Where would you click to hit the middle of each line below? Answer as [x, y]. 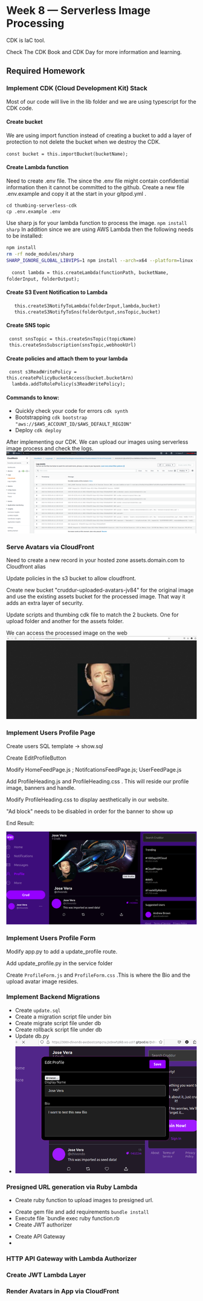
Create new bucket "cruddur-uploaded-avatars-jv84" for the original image [100, 590]
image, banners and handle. [41, 788]
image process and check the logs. [50, 449]
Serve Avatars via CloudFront [50, 547]
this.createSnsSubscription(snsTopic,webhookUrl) [72, 345]
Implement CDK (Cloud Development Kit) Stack [77, 89]
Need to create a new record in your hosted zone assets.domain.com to [95, 560]
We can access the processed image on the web [67, 633]
